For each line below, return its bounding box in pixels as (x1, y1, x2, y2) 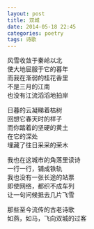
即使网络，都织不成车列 (7, 182, 75, 191)
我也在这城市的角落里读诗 (7, 156, 81, 164)
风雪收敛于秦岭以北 (7, 57, 63, 65)
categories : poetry (7, 29, 64, 37)
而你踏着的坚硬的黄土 (7, 124, 68, 132)
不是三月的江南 (7, 82, 50, 91)
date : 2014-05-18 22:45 (7, 23, 77, 30)
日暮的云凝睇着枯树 (7, 106, 63, 114)
